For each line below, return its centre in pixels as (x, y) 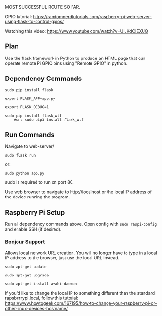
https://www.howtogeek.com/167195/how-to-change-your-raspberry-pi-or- (81, 303)
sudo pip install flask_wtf (34, 116)
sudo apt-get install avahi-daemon (41, 284)
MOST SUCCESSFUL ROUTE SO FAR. (43, 7)
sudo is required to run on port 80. (39, 182)
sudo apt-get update (26, 267)
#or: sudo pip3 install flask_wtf (49, 120)
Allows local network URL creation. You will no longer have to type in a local (81, 253)
